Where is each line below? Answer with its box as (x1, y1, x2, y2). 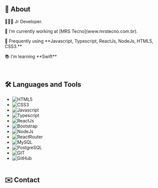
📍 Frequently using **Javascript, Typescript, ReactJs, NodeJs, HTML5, (5, 38, 153, 44)
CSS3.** (5, 43, 22, 49)
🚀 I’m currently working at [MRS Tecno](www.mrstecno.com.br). (5, 28, 138, 34)
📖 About (5, 5, 31, 14)
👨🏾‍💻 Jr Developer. (5, 18, 43, 24)
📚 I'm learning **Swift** (5, 53, 57, 59)
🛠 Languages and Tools (5, 80, 82, 89)
